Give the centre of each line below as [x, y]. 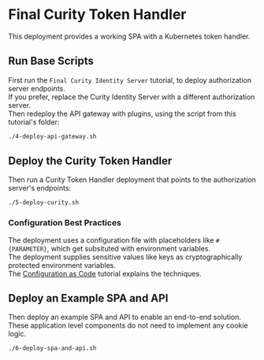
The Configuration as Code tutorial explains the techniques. [105, 273]
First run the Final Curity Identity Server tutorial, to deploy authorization [130, 80]
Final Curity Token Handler [97, 15]
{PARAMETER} [28, 249]
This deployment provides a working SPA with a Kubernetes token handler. [129, 36]
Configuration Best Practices [65, 223]
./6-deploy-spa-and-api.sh [52, 348]
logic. [17, 334]
